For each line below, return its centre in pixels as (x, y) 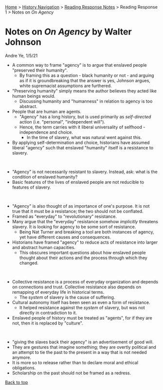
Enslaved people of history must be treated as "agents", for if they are (82, 318)
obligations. (24, 368)
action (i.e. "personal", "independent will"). (62, 122)
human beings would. (34, 96)
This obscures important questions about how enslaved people (82, 252)
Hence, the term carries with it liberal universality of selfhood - (82, 127)
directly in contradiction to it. (48, 313)
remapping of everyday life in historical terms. (58, 292)
